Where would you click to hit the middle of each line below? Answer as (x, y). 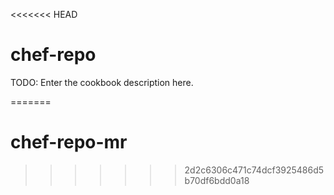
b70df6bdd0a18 (217, 180)
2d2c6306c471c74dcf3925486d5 (254, 170)
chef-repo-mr (69, 142)
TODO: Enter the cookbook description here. (102, 82)
